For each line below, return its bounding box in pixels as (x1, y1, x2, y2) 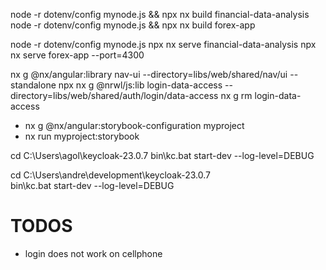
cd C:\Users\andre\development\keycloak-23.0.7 (10, 169, 212, 181)
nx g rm (220, 90, 253, 101)
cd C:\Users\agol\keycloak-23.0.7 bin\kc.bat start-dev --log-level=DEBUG (10, 150, 315, 161)
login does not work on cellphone (24, 247, 163, 259)
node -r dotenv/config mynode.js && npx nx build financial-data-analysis (10, 9, 310, 20)
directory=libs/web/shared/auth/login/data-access (10, 90, 219, 101)
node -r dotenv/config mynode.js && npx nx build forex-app (10, 19, 256, 31)
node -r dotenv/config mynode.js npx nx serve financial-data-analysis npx (10, 39, 317, 50)
